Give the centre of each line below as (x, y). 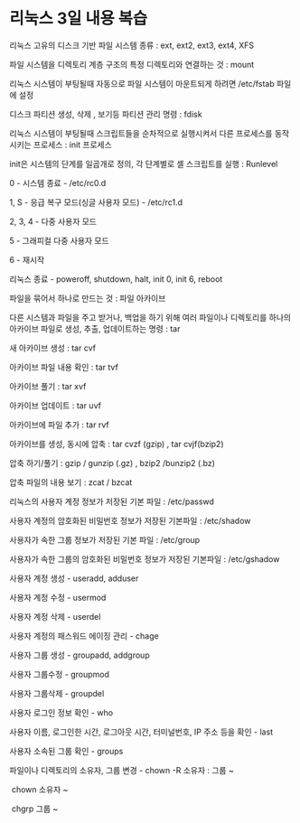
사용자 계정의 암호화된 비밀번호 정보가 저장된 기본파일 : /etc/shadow (130, 520)
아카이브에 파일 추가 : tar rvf (60, 425)
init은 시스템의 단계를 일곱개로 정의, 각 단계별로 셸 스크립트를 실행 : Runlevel (144, 164)
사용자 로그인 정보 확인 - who (61, 712)
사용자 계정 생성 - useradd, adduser (74, 578)
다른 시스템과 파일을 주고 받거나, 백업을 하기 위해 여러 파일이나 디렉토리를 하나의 (150, 317)
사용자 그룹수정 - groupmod (60, 674)
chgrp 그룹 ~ (35, 809)
